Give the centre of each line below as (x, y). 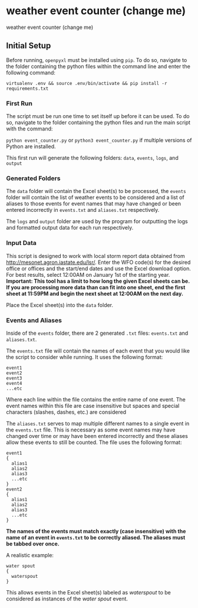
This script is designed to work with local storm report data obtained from (95, 256)
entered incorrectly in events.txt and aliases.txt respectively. (83, 210)
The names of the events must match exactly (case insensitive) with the (96, 531)
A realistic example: (30, 555)
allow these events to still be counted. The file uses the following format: (94, 442)
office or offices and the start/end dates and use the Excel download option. (99, 268)
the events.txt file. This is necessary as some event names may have (91, 430)
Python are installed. (31, 146)
